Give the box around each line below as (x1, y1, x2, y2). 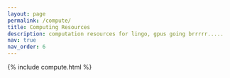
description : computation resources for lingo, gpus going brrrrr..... (7, 30, 224, 38)
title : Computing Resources (7, 23, 91, 30)
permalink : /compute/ (7, 17, 72, 24)
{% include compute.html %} (7, 63, 92, 71)
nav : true (7, 37, 37, 44)
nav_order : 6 (7, 43, 46, 50)
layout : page (7, 10, 46, 18)
